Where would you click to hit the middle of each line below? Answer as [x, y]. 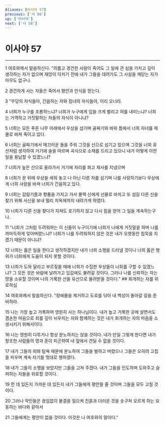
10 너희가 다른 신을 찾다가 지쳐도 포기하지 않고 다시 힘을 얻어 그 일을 [70, 211]
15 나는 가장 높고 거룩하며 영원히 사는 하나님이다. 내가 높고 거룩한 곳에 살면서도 [81, 312]
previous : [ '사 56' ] [26, 14]
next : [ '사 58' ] [21, 23]
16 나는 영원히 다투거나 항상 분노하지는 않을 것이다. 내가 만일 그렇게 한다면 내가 [81, 335]
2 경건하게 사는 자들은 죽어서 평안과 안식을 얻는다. [53, 91]
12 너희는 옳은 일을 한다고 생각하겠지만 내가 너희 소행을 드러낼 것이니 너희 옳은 [80, 250]
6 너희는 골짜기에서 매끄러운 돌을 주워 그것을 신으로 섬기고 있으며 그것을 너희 [79, 145]
